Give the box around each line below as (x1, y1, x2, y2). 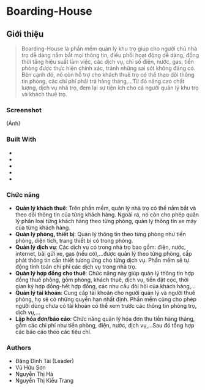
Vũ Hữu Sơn (15, 364, 46, 372)
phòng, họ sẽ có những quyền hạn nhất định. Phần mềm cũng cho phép (15, 296, 197, 303)
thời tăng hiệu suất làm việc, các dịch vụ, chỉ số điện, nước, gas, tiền (21, 58, 194, 65)
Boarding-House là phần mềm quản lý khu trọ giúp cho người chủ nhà (21, 45, 198, 52)
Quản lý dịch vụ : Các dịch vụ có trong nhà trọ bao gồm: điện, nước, (15, 243, 186, 251)
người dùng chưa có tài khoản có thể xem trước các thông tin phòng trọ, (15, 302, 197, 309)
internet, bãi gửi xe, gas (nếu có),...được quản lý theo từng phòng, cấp (15, 250, 192, 257)
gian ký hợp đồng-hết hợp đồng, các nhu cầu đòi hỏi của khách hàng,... (15, 282, 196, 289)
